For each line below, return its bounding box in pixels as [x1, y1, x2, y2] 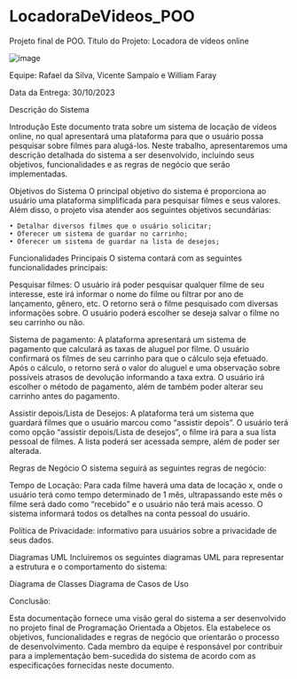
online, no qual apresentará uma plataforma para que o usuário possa [9, 130, 264, 141]
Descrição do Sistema [9, 104, 90, 114]
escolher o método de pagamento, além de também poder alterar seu [9, 381, 263, 392]
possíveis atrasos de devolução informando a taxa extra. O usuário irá [9, 371, 265, 382]
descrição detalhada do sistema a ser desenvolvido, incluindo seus [9, 149, 254, 160]
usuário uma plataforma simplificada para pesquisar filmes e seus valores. [9, 195, 281, 206]
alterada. [9, 445, 42, 456]
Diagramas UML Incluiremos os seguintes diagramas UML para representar [9, 551, 285, 562]
